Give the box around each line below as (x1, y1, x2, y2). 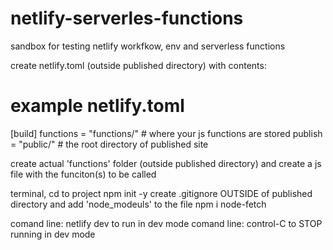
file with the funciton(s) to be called (10, 168, 157, 180)
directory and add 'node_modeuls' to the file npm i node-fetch (10, 198, 267, 210)
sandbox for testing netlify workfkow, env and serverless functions (10, 40, 286, 52)
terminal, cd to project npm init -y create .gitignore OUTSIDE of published (10, 187, 313, 199)
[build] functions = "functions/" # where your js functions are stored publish (10, 127, 323, 139)
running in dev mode (10, 228, 96, 240)
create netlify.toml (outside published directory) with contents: (10, 59, 267, 71)
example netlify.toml (10, 95, 185, 117)
